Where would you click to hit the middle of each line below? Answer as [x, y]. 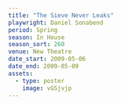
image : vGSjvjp [47, 88]
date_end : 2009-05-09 [44, 66]
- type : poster [40, 81]
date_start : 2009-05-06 [47, 59]
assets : [21, 74]
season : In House [37, 37]
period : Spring [33, 30]
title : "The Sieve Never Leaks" [61, 15]
